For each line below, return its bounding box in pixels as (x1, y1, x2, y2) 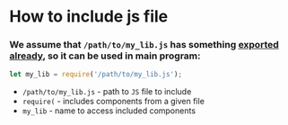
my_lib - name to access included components (22, 105, 196, 116)
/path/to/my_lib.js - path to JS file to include (22, 86, 192, 97)
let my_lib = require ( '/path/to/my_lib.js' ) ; (9, 70, 182, 79)
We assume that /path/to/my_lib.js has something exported (9, 39, 280, 51)
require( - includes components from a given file (22, 96, 205, 107)
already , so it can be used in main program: (9, 49, 201, 62)
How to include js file (9, 6, 169, 27)
